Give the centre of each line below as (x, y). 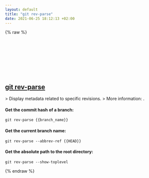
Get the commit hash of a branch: (39, 110)
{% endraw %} (20, 171)
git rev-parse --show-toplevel (37, 162)
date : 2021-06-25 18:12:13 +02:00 (40, 18)
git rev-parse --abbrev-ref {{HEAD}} (43, 141)
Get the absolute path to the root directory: (49, 152)
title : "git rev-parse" (29, 14)
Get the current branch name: (36, 130)
